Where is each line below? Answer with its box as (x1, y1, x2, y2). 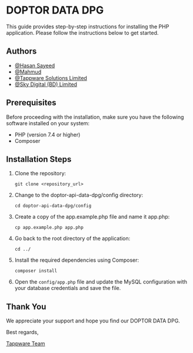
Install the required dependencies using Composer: (14, 257, 139, 264)
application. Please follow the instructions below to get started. (6, 29, 159, 36)
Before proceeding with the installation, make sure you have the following (6, 113, 184, 121)
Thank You (6, 301, 46, 312)
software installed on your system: (6, 119, 90, 126)
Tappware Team (6, 340, 45, 347)
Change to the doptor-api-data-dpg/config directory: (14, 192, 143, 199)
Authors (6, 46, 37, 56)
